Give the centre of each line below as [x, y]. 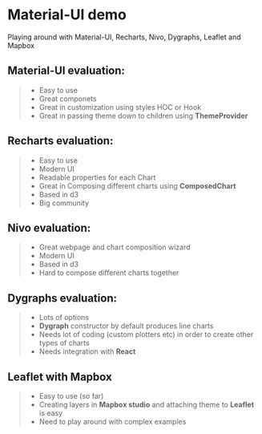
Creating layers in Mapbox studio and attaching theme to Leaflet [146, 404]
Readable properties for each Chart [97, 177]
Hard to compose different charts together [109, 273]
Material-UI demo [67, 15]
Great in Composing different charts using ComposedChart [137, 185]
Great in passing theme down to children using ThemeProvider [143, 116]
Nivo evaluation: [49, 227]
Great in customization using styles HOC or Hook [120, 107]
